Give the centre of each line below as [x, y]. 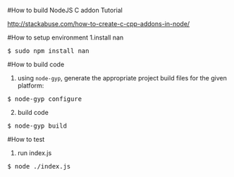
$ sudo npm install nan [48, 51]
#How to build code [36, 64]
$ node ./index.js [39, 166]
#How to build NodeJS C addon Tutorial [65, 10]
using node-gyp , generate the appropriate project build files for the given [122, 78]
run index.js [35, 153]
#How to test [26, 139]
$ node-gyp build [37, 126]
